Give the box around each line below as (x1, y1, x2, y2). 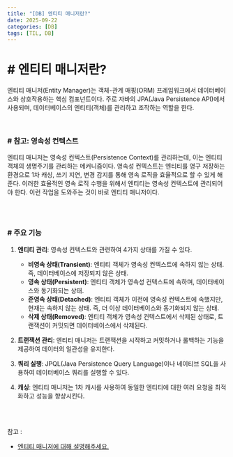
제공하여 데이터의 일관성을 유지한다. (17, 344, 115, 353)
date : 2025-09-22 (7, 17, 58, 24)
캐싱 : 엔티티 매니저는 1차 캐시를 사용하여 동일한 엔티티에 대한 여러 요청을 (17, 382, 214, 391)
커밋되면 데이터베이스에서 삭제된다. (52, 321, 148, 330)
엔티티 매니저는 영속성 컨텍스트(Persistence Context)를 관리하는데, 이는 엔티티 (7, 153, 223, 162)
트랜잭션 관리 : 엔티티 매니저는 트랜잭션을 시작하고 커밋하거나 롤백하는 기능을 (17, 336, 225, 344)
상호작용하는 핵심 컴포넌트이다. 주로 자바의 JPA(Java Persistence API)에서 (20, 95, 225, 103)
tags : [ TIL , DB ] (7, 29, 54, 37)
